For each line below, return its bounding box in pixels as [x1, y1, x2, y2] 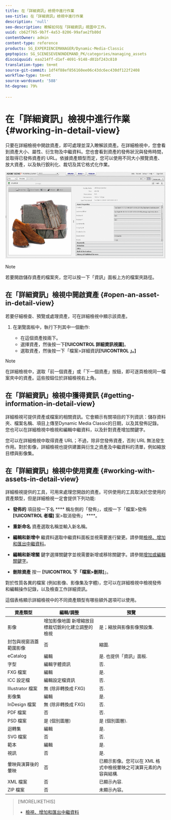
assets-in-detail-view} [5, 475, 79, 483]
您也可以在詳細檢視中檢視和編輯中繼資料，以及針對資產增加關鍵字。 [5, 426, 148, 432]
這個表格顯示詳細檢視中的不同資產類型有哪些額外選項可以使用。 [5, 597, 139, 603]
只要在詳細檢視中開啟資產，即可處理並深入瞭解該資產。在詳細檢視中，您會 [5, 142, 161, 148]
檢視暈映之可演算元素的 [107, 764, 157, 770]
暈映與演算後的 [7, 761, 39, 767]
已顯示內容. [99, 779, 123, 785]
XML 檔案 [7, 779, 27, 785]
